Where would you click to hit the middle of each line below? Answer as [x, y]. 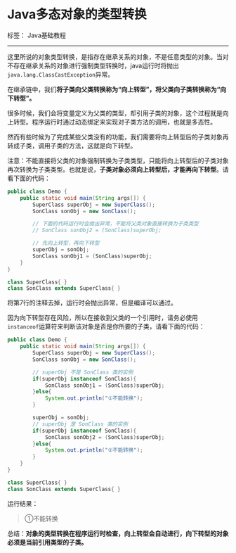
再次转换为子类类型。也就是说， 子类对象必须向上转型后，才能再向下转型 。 [115, 169]
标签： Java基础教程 [37, 35]
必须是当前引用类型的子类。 [47, 542]
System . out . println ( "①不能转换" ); [94, 398]
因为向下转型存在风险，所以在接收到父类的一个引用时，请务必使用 [103, 318]
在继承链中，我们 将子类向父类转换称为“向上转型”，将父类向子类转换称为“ [114, 89]
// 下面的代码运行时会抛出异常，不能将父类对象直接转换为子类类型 [116, 224]
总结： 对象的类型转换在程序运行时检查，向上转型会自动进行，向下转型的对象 [118, 533]
